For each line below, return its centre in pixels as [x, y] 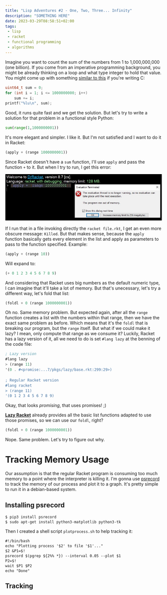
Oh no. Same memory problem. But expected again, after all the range [77, 312]
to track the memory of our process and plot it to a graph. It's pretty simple [82, 484]
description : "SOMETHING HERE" [38, 16]
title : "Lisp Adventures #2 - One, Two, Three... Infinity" [69, 10]
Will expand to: [20, 263]
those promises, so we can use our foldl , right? [54, 420]
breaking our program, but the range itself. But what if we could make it [78, 328]
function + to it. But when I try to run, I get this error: [58, 167]
